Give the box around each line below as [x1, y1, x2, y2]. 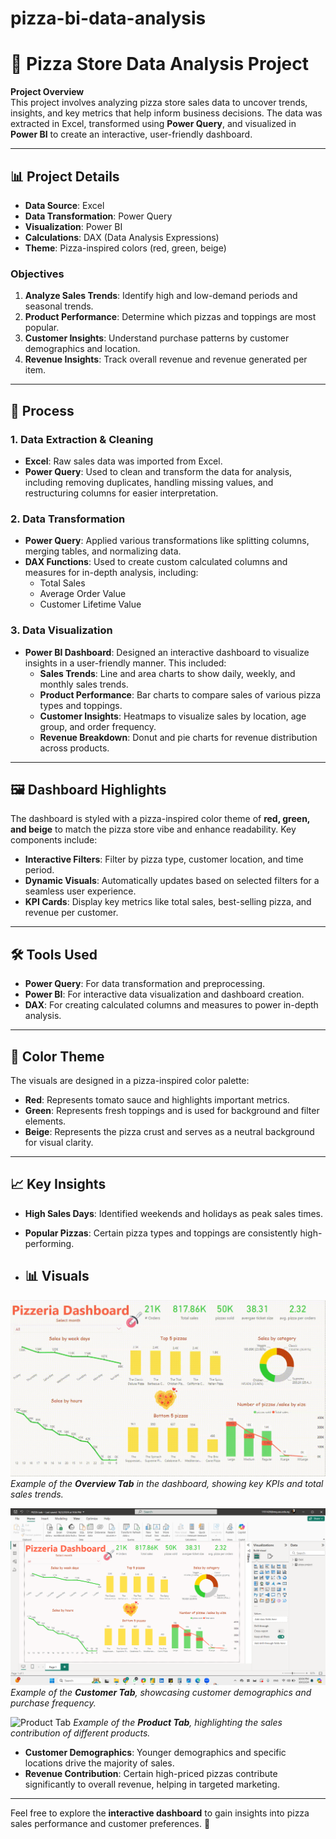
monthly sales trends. [39, 678, 129, 690]
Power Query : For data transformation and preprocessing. [24, 978, 266, 990]
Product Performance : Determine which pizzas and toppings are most [24, 311, 317, 323]
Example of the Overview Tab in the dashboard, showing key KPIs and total [10, 1477, 324, 1489]
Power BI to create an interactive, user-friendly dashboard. [10, 128, 253, 141]
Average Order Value [39, 588, 127, 600]
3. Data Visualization [10, 623, 113, 637]
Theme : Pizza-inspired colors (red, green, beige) [24, 242, 227, 254]
